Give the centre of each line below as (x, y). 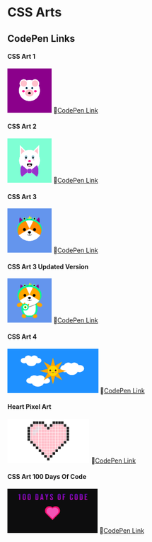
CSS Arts (35, 12)
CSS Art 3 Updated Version (48, 266)
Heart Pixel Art (29, 407)
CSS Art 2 (22, 126)
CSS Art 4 (22, 337)
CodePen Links (41, 39)
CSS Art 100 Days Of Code (47, 477)
